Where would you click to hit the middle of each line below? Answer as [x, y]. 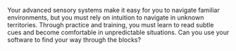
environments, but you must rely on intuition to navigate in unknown [106, 17]
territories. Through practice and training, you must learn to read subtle [111, 25]
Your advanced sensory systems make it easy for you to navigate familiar [113, 10]
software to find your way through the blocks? [74, 40]
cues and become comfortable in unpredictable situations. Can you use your [118, 32]
